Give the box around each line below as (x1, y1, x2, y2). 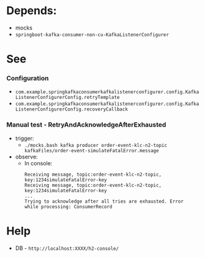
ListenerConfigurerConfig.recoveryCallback (15, 106, 129, 112)
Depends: (6, 4, 57, 18)
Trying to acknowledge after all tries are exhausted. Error (24, 198, 184, 205)
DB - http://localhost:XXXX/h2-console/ (15, 244, 119, 252)
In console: (24, 159, 53, 166)
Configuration (6, 74, 49, 83)
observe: (15, 153, 38, 160)
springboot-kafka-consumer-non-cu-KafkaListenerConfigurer (15, 31, 170, 37)
